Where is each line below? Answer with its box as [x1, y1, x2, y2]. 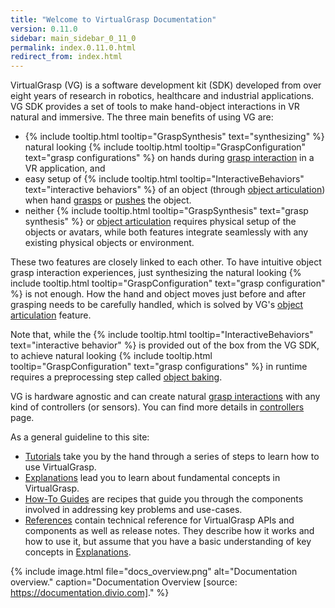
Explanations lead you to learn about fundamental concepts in [24, 472, 281, 484]
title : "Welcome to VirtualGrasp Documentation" [10, 14, 217, 25]
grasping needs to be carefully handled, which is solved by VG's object [10, 299, 304, 311]
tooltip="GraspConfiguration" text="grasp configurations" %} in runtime [10, 361, 308, 373]
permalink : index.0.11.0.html [10, 42, 137, 53]
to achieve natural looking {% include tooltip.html [10, 350, 213, 362]
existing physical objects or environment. [24, 237, 195, 249]
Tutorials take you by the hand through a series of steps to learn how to [24, 451, 320, 463]
